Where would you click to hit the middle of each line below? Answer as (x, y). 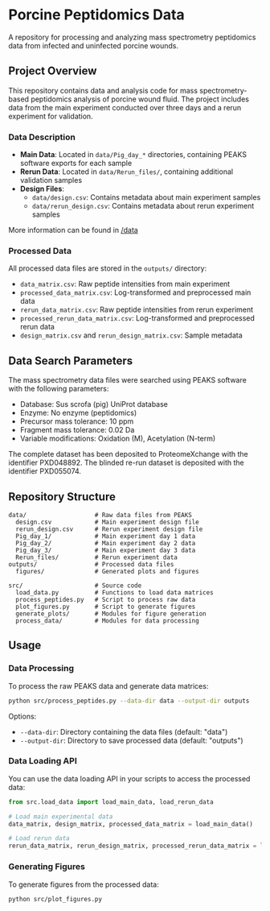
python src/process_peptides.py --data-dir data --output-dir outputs (129, 701)
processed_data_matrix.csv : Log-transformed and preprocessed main (135, 292)
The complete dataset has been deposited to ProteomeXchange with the (129, 454)
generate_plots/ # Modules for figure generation (111, 614)
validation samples (51, 180)
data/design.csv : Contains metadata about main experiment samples (146, 197)
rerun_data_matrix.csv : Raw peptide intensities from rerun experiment (137, 310)
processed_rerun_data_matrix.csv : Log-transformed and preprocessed (137, 318)
